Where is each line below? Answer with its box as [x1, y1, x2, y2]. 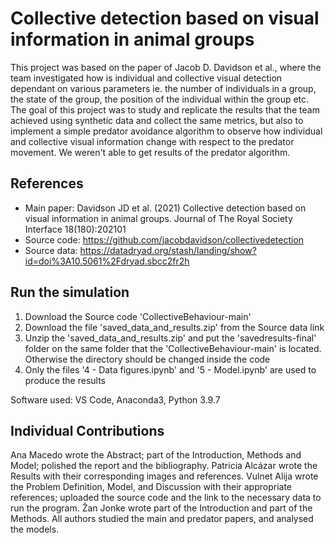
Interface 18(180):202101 [24, 223, 127, 235]
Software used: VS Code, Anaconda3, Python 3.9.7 [10, 393, 221, 406]
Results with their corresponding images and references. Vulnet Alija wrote [10, 470, 319, 482]
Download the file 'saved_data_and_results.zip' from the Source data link [24, 321, 325, 333]
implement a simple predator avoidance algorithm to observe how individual [10, 125, 323, 137]
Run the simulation [10, 284, 130, 301]
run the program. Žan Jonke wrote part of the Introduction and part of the [10, 502, 313, 514]
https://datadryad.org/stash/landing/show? [79, 244, 257, 256]
